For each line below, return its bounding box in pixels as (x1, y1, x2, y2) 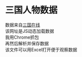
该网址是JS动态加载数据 (5, 28, 54, 34)
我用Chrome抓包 (5, 34, 39, 40)
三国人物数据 (5, 4, 58, 16)
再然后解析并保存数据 (5, 40, 49, 46)
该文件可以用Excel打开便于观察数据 (5, 47, 78, 53)
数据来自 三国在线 (5, 22, 40, 28)
